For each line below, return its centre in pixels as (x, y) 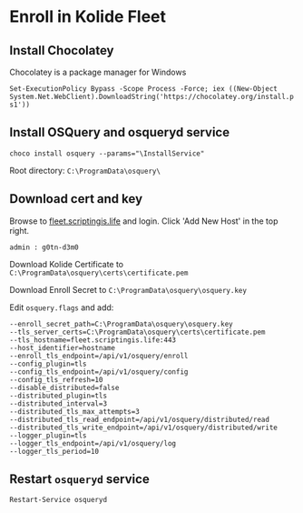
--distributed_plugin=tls (58, 396)
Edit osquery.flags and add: (62, 307)
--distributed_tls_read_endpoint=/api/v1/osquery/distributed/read (140, 419)
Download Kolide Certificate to (67, 264)
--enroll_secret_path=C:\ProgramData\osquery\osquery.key (121, 324)
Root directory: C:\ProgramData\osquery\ (85, 170)
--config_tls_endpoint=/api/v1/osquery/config (99, 372)
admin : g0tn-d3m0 (44, 247)
